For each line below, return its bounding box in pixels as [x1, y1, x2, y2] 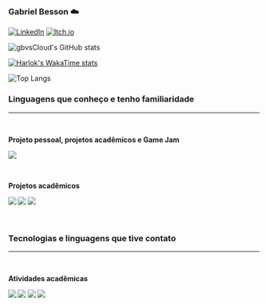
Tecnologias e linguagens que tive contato [8, 232, 176, 244]
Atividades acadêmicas [8, 273, 89, 283]
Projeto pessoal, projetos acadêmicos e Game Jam [8, 134, 179, 145]
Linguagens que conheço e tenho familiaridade [8, 93, 195, 105]
